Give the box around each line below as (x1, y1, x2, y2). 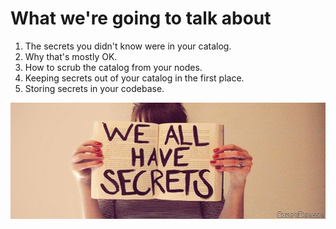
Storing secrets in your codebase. (24, 82, 165, 94)
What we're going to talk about (10, 7, 272, 30)
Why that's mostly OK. (24, 50, 118, 62)
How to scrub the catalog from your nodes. (24, 61, 203, 73)
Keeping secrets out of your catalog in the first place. (24, 72, 245, 84)
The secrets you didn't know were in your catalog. (24, 40, 232, 52)
